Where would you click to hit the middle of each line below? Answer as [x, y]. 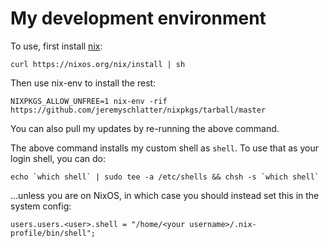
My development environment [138, 18]
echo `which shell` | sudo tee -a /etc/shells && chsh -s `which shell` [165, 177]
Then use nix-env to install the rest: [83, 83]
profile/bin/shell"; [53, 233]
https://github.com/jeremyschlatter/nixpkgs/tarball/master [138, 110]
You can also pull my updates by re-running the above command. [145, 128]
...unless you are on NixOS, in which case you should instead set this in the [165, 195]
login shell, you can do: [58, 158]
